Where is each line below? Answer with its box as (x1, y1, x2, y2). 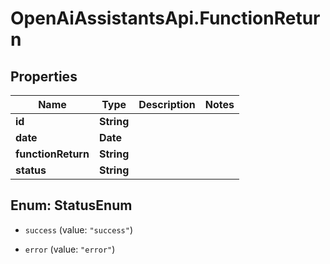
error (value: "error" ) (24, 243, 116, 255)
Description (138, 98, 196, 111)
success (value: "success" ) (24, 223, 133, 236)
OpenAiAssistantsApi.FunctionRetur (10, 7, 321, 30)
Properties (10, 68, 78, 85)
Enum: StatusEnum (10, 197, 133, 214)
